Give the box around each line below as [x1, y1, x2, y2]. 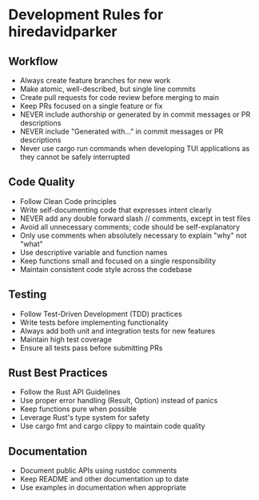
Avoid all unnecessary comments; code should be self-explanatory [19, 222, 241, 231]
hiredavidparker [8, 22, 118, 41]
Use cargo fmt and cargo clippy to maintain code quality [19, 422, 205, 431]
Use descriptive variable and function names [19, 247, 168, 257]
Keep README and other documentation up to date [19, 474, 189, 484]
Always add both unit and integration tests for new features [19, 326, 216, 335]
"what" [19, 238, 44, 249]
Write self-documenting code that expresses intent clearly [19, 205, 212, 214]
